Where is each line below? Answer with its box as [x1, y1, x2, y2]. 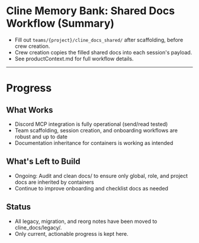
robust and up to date [14, 133, 68, 140]
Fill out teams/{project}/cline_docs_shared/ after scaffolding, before [14, 36, 184, 43]
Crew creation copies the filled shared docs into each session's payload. [14, 48, 192, 56]
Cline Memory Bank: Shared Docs [6, 4, 175, 18]
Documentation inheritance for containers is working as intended [14, 139, 174, 146]
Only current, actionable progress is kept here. [14, 230, 129, 237]
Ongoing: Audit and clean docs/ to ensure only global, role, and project [14, 172, 188, 179]
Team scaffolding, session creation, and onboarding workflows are [14, 127, 178, 134]
